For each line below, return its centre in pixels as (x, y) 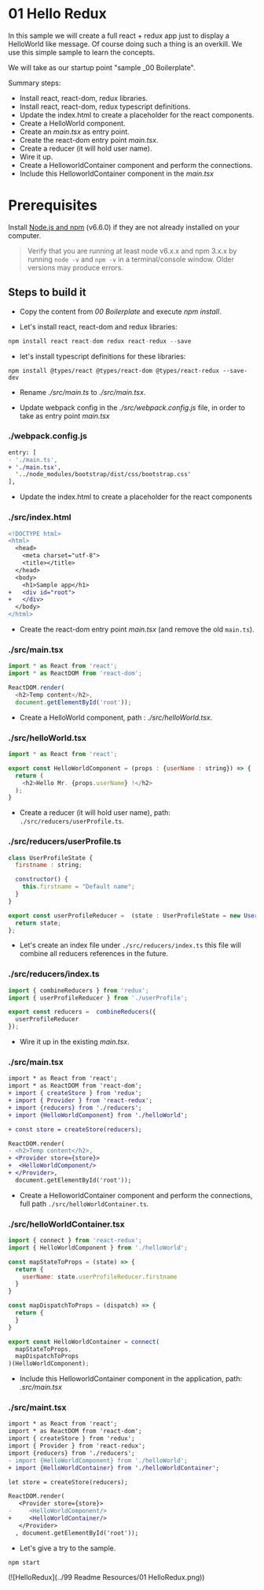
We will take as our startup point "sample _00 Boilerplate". (102, 67)
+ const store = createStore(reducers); (75, 1129)
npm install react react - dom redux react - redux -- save (100, 341)
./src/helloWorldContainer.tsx (66, 1224)
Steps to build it (47, 292)
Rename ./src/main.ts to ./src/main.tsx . (82, 392)
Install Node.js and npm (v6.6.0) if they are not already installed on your (124, 227)
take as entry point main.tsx (64, 415)
